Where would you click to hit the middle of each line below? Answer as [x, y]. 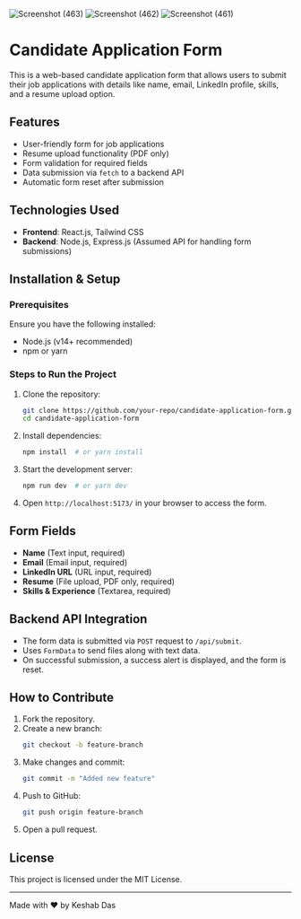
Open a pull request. [60, 829]
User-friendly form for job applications [93, 144]
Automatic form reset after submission [93, 182]
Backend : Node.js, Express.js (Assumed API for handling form [137, 241]
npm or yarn [45, 351]
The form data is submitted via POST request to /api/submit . [132, 641]
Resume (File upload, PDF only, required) [99, 581]
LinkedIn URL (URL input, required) [87, 572]
